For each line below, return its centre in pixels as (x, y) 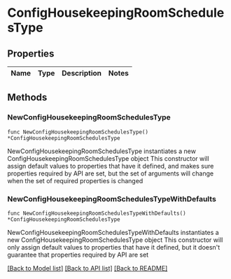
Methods (27, 98)
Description (82, 73)
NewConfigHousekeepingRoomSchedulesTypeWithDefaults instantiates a (113, 232)
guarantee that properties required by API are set (78, 255)
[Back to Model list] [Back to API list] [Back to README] (87, 268)
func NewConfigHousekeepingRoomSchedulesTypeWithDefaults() (97, 213)
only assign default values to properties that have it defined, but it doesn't (114, 247)
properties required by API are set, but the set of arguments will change (111, 173)
